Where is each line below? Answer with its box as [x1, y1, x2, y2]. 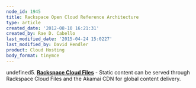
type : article [6, 19, 41, 25]
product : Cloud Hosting [6, 47, 65, 53]
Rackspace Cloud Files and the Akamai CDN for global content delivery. [6, 75, 181, 82]
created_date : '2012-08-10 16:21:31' [6, 25, 99, 31]
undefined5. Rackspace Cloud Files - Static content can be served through [6, 69, 191, 76]
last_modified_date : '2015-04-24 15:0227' [6, 36, 113, 42]
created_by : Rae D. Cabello [6, 31, 76, 37]
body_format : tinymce [6, 53, 60, 58]
